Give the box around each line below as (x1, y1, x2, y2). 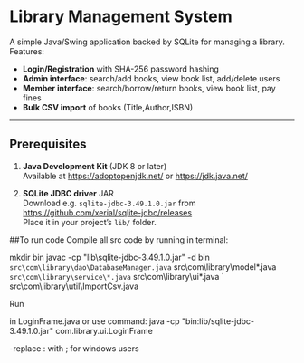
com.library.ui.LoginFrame (55, 325, 154, 336)
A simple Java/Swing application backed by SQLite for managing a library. (9, 36, 285, 47)
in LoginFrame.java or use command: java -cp (9, 315, 180, 327)
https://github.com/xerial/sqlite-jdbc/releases (22, 206, 193, 218)
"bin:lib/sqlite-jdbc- (181, 315, 255, 327)
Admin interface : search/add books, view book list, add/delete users (22, 72, 280, 83)
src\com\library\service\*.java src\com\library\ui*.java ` (9, 271, 224, 282)
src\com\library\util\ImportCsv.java (9, 281, 138, 291)
